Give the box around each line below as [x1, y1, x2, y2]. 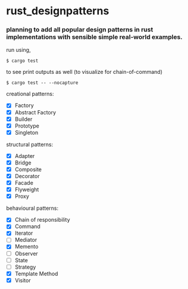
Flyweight [14, 186, 39, 193]
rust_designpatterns [6, 4, 109, 18]
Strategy [14, 263, 36, 271]
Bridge [14, 159, 32, 166]
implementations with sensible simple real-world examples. [6, 33, 183, 41]
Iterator [14, 229, 33, 237]
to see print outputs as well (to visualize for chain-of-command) [6, 69, 162, 76]
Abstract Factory [14, 108, 57, 116]
